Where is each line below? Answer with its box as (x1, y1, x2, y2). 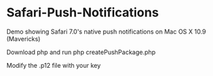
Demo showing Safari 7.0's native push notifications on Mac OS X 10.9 (6, 27, 207, 36)
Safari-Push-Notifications (6, 5, 159, 21)
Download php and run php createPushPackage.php (6, 48, 156, 56)
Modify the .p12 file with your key (6, 61, 101, 69)
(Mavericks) (6, 34, 41, 42)
